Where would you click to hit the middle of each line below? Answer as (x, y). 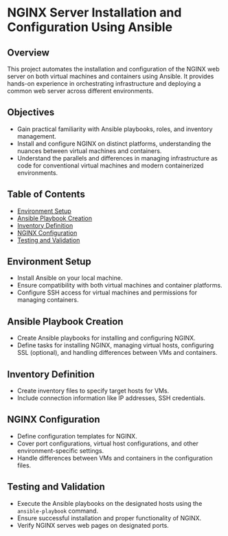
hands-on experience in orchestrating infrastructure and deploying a (104, 83)
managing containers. (48, 300)
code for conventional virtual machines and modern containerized (110, 165)
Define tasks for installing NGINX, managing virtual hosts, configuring (115, 345)
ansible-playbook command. (57, 511)
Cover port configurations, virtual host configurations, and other (108, 443)
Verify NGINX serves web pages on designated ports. (93, 525)
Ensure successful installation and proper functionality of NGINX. (109, 518)
